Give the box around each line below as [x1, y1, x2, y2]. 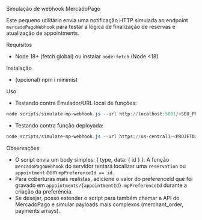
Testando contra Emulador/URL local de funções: [14, 99, 137, 106]
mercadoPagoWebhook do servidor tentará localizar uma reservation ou [14, 162, 186, 170]
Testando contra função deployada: [14, 121, 104, 129]
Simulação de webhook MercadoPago [6, 5, 101, 12]
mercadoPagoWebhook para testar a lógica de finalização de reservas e [6, 23, 176, 30]
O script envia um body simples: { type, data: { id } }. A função [14, 156, 170, 163]
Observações [6, 144, 40, 151]
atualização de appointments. [6, 29, 80, 37]
